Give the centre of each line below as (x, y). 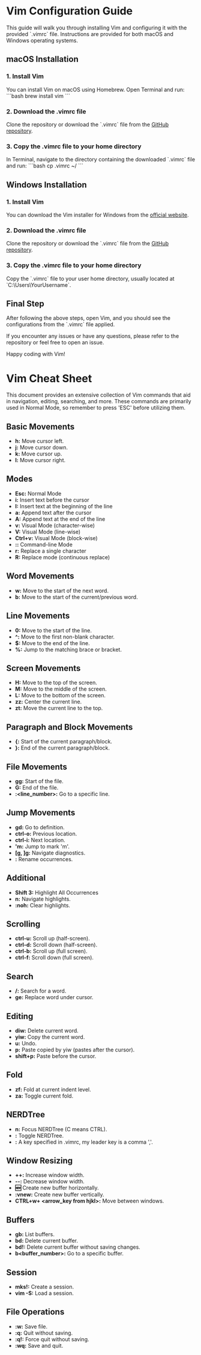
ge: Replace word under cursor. (54, 997)
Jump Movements (41, 813)
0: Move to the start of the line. (53, 630)
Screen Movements (43, 668)
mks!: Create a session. (44, 1287)
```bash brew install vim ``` (38, 96)
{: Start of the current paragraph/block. (64, 742)
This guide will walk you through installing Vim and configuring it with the (97, 28)
